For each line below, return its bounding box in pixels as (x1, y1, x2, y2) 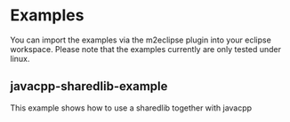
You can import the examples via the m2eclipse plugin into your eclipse (10, 34, 272, 45)
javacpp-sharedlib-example (10, 79, 168, 94)
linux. (10, 53, 30, 64)
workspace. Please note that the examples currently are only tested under (10, 43, 281, 54)
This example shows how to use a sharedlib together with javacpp (10, 103, 253, 113)
